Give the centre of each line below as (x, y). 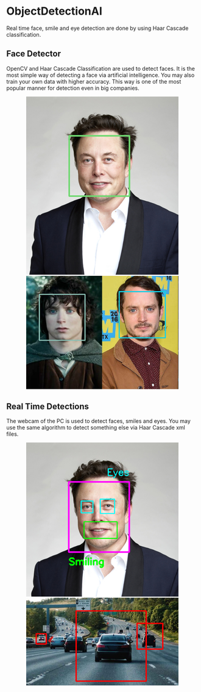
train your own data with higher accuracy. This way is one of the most (94, 81)
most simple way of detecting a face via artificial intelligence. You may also (100, 75)
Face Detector (33, 54)
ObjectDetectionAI (54, 11)
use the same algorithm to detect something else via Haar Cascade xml (96, 427)
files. (12, 434)
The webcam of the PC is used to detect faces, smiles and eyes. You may (98, 421)
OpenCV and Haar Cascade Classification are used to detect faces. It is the (100, 68)
